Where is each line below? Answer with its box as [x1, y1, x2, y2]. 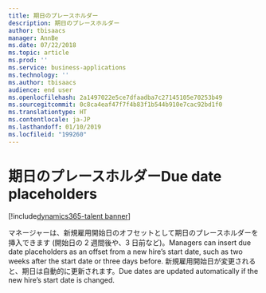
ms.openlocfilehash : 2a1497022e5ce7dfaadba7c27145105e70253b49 [8, 93, 223, 101]
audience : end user [8, 85, 73, 94]
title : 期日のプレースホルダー [8, 11, 99, 20]
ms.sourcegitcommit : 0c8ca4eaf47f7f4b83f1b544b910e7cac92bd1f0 [8, 101, 223, 109]
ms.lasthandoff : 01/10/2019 [8, 123, 102, 131]
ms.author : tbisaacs [8, 78, 77, 86]
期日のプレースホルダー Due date [8, 167, 222, 185]
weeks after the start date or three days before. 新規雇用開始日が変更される [8, 256, 256, 266]
